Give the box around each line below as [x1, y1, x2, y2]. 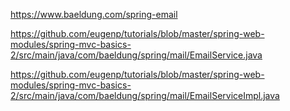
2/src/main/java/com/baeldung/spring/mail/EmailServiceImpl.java [10, 90, 280, 101]
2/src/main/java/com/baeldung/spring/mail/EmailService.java [10, 49, 263, 61]
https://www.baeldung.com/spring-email [10, 9, 178, 20]
